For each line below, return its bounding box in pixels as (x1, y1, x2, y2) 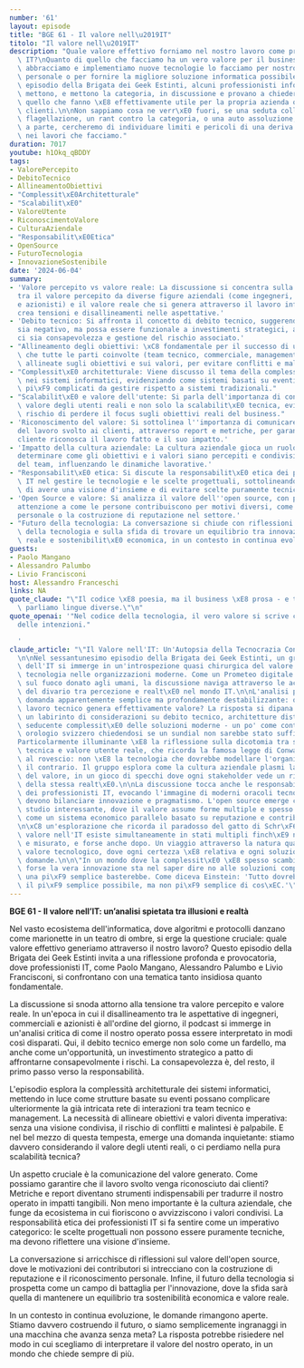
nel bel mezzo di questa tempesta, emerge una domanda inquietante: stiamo (9, 1131, 295, 1142)
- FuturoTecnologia (9, 249, 83, 258)
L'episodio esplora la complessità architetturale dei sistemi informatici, (9, 1083, 271, 1094)
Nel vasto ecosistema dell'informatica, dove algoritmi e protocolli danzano (9, 923, 286, 934)
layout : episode (9, 22, 71, 31)
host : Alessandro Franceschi (9, 577, 119, 587)
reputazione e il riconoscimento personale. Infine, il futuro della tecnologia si (9, 1273, 295, 1284)
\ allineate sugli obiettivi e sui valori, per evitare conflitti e (17, 359, 281, 368)
